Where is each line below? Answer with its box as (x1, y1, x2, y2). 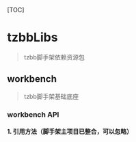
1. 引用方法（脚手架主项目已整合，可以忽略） (7, 128, 133, 136)
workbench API (7, 109, 59, 119)
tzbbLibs (7, 30, 58, 45)
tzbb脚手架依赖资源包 (23, 53, 85, 61)
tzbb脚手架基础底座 (23, 92, 79, 100)
